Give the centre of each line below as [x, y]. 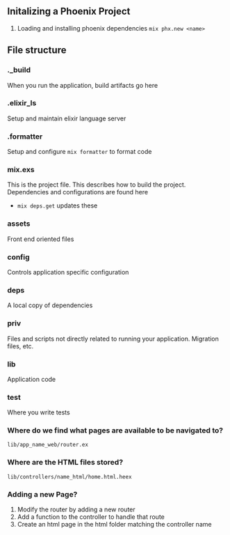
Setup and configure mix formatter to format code [80, 152]
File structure [37, 51]
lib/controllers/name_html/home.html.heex [69, 476]
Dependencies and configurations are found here [77, 192]
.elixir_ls [22, 103]
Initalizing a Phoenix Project [69, 11]
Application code [32, 379]
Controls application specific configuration [68, 272]
